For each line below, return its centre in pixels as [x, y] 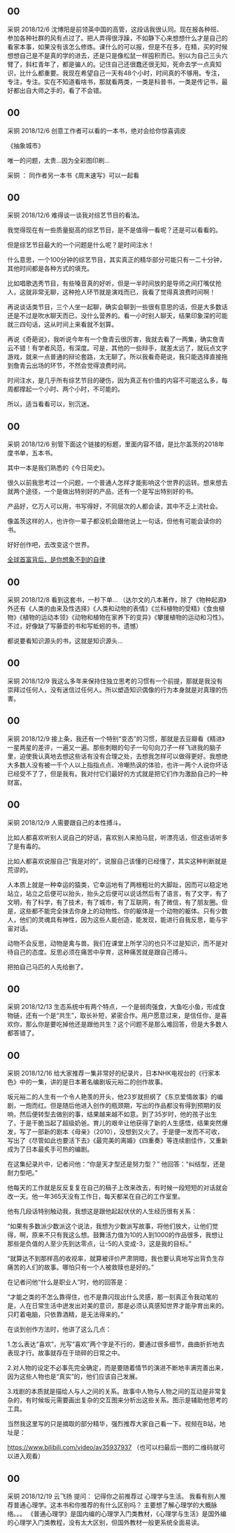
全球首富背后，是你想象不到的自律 [56, 559]
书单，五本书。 [35, 453]
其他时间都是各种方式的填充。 [50, 269]
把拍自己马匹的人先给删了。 [47, 967]
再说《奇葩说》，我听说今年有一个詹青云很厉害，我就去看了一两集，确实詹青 [116, 339]
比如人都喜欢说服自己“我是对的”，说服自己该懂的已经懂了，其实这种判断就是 [117, 861]
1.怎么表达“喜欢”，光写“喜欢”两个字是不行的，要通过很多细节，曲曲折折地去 [116, 1344]
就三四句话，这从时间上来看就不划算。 [62, 325]
